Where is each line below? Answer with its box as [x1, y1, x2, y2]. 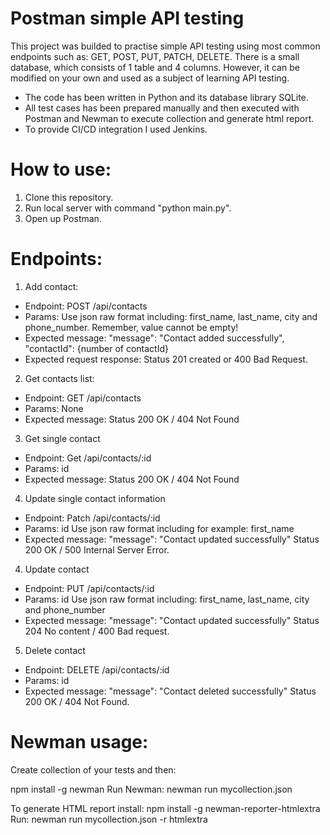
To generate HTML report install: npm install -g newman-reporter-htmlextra [10, 802, 321, 814]
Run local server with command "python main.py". [24, 202, 232, 214]
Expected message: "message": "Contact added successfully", [24, 332, 285, 344]
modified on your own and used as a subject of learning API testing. [10, 72, 290, 84]
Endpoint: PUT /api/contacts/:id [24, 582, 155, 594]
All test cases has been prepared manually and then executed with [24, 102, 300, 114]
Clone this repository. [24, 191, 114, 203]
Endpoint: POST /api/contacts [24, 300, 148, 312]
